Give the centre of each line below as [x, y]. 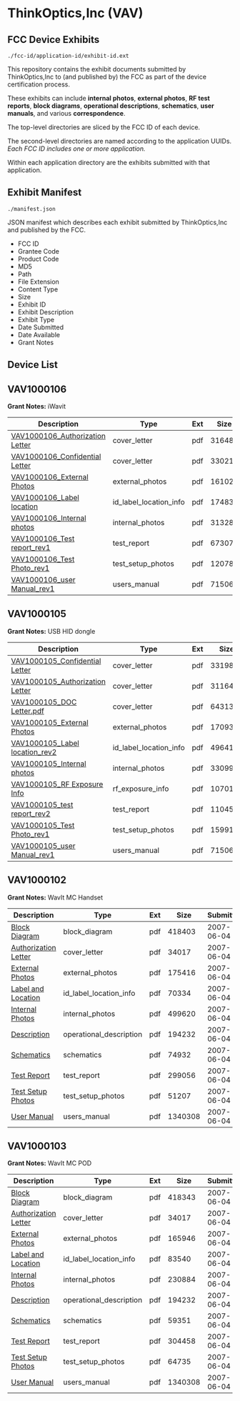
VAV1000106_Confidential [56, 457]
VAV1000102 [37, 880]
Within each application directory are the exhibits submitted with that [109, 163]
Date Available [39, 334]
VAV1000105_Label [45, 743]
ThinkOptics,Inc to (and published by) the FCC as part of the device [107, 77]
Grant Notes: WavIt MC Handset [55, 897]
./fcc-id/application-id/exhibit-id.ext [69, 56]
